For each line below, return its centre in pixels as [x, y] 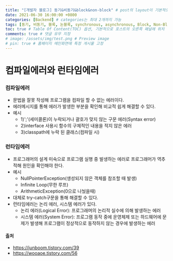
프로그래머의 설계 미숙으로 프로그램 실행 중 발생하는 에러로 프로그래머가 [84, 159]
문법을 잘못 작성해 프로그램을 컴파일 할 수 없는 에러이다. [68, 100]
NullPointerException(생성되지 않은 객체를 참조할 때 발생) [79, 178]
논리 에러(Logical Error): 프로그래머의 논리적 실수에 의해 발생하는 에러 [91, 210]
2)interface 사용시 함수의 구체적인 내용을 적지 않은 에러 [76, 126]
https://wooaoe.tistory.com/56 [45, 253]
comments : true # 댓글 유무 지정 [38, 34]
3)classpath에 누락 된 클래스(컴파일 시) [60, 132]
